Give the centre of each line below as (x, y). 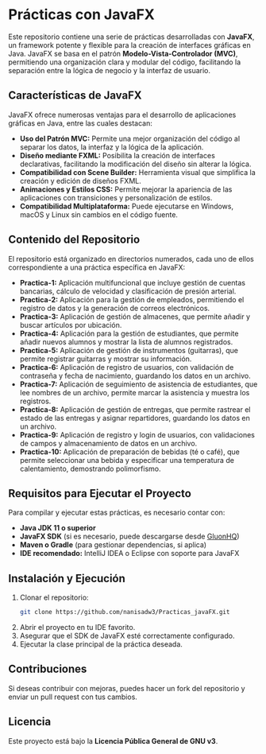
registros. (35, 401)
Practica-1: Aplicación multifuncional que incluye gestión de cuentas (133, 282)
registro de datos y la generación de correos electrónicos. (115, 308)
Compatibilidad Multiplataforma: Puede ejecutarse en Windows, (127, 206)
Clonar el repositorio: (54, 597)
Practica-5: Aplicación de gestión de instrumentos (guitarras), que (129, 350)
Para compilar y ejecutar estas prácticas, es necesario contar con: (117, 513)
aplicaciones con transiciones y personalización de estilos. (116, 197)
